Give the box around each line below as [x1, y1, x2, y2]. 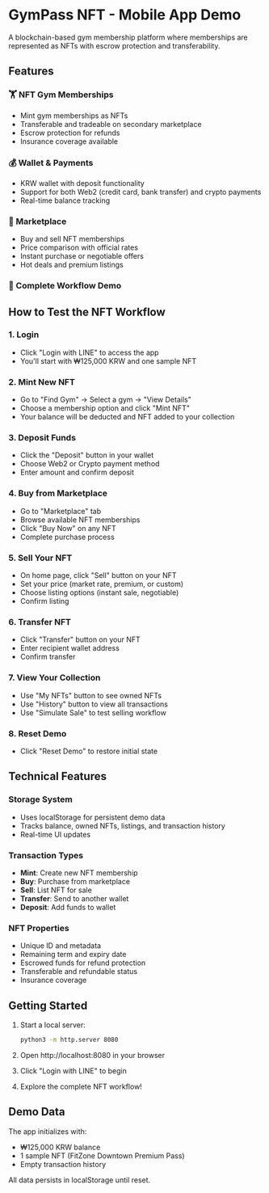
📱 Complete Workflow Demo [8, 280, 122, 292]
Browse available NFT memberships [19, 515, 141, 525]
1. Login [8, 329, 40, 340]
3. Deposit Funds [8, 432, 77, 444]
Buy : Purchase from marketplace [19, 876, 131, 886]
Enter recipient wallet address [19, 643, 120, 653]
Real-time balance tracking [19, 196, 111, 205]
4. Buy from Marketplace [8, 487, 107, 499]
